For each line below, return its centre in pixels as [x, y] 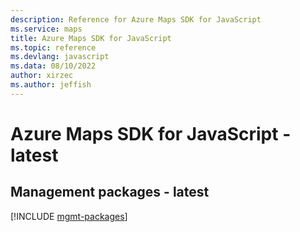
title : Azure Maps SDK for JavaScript [91, 38]
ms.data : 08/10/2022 [53, 66]
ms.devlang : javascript [60, 57]
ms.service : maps [46, 29]
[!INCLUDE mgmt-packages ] [69, 216]
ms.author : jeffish [51, 85]
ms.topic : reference [53, 47]
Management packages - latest [110, 192]
